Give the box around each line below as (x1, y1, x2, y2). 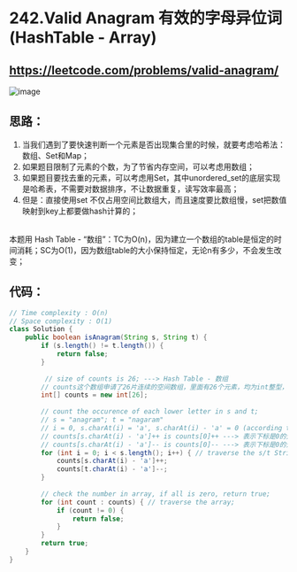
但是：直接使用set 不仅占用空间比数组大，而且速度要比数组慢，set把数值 (21, 194, 287, 205)
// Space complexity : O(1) (9, 316, 113, 326)
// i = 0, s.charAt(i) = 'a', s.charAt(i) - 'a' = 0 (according (41, 423, 283, 432)
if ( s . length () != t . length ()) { (41, 342, 164, 351)
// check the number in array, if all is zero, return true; (41, 489, 271, 499)
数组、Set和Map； (21, 150, 90, 160)
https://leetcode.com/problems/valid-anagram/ (9, 63, 279, 78)
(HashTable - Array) (9, 27, 157, 48)
